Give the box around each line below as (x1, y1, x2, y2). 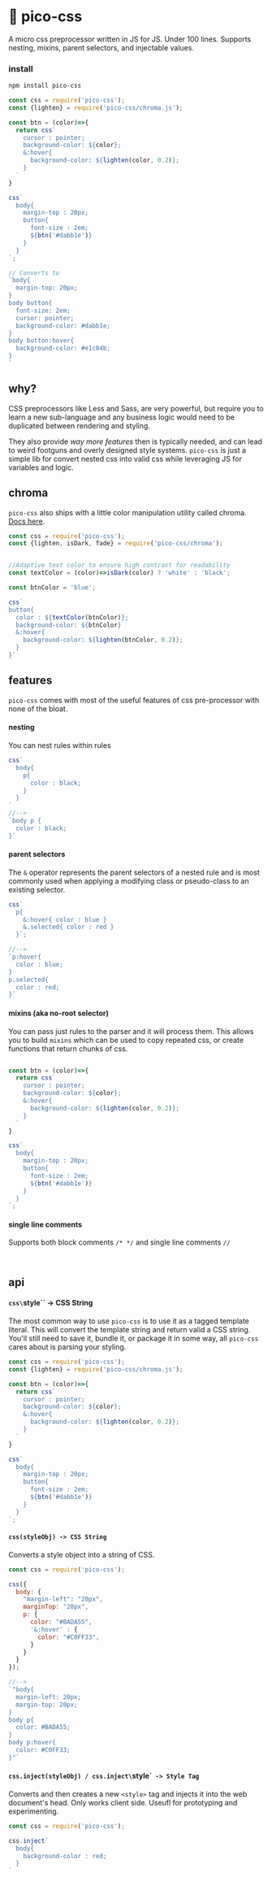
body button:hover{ (8, 337, 75, 345)
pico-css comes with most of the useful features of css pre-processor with (8, 695, 260, 705)
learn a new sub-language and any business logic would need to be (8, 412, 235, 422)
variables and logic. (8, 463, 75, 472)
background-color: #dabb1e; (15, 321, 111, 330)
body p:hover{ (8, 1739, 57, 1747)
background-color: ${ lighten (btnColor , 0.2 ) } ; (23, 636, 183, 645)
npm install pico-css (8, 81, 82, 90)
